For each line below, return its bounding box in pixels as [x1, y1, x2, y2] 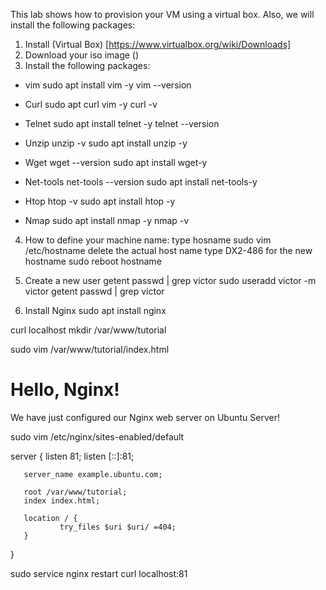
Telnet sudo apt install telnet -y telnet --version [24, 118, 220, 129]
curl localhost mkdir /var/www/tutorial [10, 324, 167, 336]
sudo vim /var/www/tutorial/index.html [10, 344, 170, 355]
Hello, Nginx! [10, 379, 120, 401]
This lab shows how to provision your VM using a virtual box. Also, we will [10, 9, 315, 20]
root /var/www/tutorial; [23, 487, 128, 497]
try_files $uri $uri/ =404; [59, 522, 177, 532]
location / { [23, 513, 78, 523]
